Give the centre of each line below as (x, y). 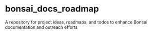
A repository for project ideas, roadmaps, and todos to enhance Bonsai (76, 22)
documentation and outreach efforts (41, 27)
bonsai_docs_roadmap (52, 9)
